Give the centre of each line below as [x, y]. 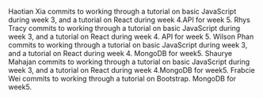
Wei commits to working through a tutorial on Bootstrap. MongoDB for [122, 79]
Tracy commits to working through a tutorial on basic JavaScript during [124, 28]
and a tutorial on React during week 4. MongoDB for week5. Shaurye [120, 53]
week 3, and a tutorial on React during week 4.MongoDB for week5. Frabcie [131, 70]
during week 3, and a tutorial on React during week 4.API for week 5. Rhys [130, 20]
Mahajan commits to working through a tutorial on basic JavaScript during [129, 62]
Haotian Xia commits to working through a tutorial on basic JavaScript [122, 11]
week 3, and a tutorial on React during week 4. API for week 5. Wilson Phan [131, 36]
